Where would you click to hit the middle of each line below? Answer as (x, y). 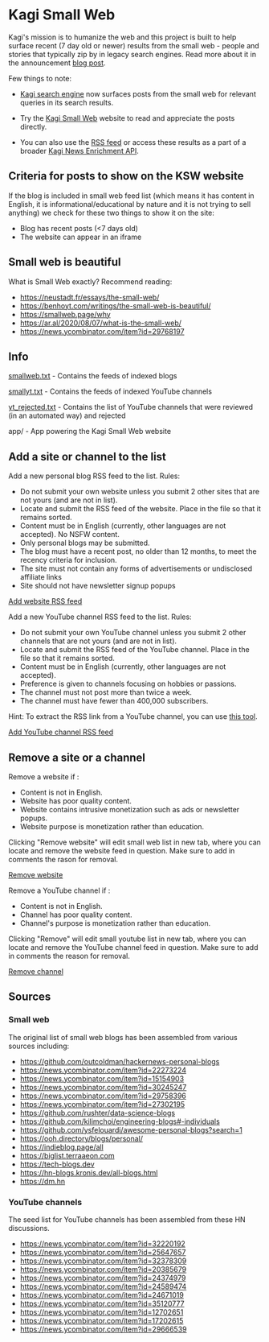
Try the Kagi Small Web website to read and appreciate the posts (127, 118)
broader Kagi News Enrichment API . (79, 151)
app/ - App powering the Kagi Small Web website (90, 432)
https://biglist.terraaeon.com (67, 1155)
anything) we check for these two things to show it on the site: (112, 213)
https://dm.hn (43, 1181)
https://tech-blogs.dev (57, 1164)
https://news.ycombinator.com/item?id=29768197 (102, 331)
